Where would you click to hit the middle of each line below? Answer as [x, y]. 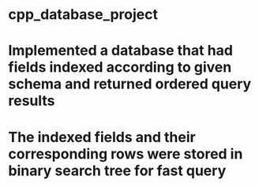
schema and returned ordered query [130, 84]
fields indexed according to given [120, 67]
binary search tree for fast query [117, 170]
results [32, 101]
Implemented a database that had [120, 51]
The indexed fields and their [102, 137]
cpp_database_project [83, 15]
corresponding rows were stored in [126, 153]
